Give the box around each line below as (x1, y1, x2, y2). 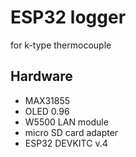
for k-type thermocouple (10, 39, 112, 51)
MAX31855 (24, 94, 70, 106)
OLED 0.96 (24, 105, 70, 117)
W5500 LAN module (24, 116, 109, 128)
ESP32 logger (10, 6, 127, 29)
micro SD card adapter (24, 126, 119, 138)
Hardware (10, 68, 73, 85)
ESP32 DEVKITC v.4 (24, 137, 108, 149)
